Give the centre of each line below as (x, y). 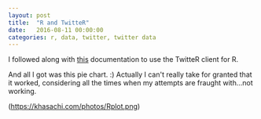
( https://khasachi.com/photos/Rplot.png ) (74, 106)
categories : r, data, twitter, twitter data (82, 37)
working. (22, 92)
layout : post (29, 15)
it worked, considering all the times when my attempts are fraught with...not (130, 83)
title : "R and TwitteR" (49, 23)
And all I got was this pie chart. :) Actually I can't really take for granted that (130, 74)
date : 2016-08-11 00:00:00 (56, 30)
